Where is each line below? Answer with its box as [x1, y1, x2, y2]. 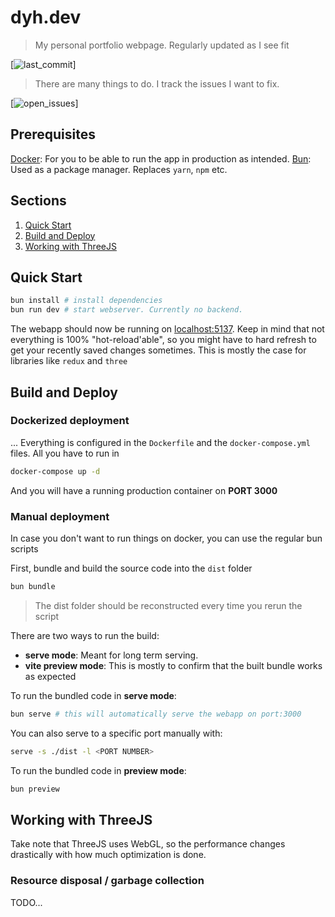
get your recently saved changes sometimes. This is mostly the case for [10, 344, 307, 356]
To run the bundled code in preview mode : [10, 764, 187, 776]
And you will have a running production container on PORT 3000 [10, 484, 278, 496]
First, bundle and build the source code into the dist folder [10, 562, 253, 574]
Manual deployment [10, 509, 110, 523]
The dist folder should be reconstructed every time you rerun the [34, 599, 303, 611]
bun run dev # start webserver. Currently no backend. [10, 305, 244, 315]
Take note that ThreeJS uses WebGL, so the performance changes [10, 838, 286, 850]
